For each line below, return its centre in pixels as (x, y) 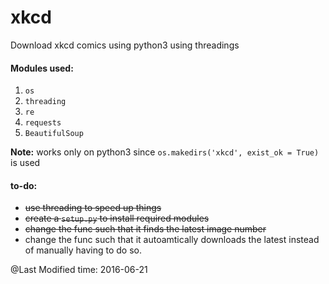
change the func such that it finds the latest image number (145, 229)
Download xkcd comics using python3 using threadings (125, 45)
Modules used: (42, 68)
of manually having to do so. (83, 250)
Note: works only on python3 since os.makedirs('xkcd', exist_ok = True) (165, 152)
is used (25, 163)
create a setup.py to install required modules (117, 218)
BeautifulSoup (54, 134)
